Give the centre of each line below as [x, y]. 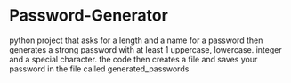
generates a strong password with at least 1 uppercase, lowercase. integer [145, 49]
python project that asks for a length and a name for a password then [136, 40]
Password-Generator [89, 16]
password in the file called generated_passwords [99, 69]
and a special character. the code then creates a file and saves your [133, 59]
